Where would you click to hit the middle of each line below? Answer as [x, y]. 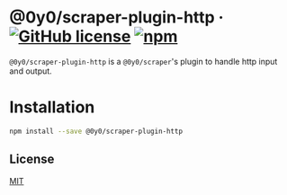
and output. [31, 71]
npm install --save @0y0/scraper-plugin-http [96, 131]
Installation [52, 107]
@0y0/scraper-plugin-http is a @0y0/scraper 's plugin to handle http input [143, 61]
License [32, 160]
